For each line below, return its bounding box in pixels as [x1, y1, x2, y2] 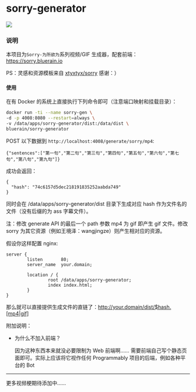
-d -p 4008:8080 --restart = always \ [6, 115, 95, 121]
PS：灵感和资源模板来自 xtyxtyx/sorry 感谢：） [6, 70, 120, 77]
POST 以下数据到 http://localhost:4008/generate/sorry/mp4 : [6, 137, 155, 145]
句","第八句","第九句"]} [6, 156, 60, 162]
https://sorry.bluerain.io [6, 57, 63, 64]
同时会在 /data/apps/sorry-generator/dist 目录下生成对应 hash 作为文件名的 [6, 200, 187, 207]
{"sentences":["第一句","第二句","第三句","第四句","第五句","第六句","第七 [6, 150, 180, 156]
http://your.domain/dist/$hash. [98, 303, 171, 310]
